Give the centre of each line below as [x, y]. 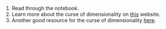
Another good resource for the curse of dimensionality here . [84, 20]
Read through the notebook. [45, 8]
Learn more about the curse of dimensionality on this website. [86, 14]
